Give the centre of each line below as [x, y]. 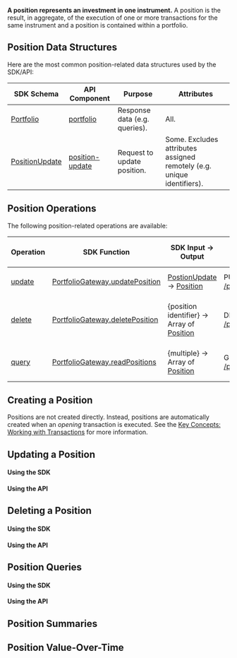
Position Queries [45, 567]
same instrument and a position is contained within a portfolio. [98, 25]
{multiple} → [188, 353]
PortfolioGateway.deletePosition [105, 319]
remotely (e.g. [188, 165]
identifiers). [184, 183]
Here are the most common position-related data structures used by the [112, 64]
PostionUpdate [192, 277]
